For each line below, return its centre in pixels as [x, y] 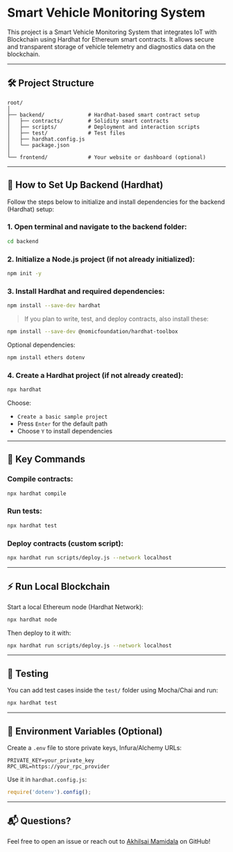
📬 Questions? [39, 821]
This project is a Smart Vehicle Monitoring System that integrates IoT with [112, 32]
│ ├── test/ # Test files [67, 133]
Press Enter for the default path [62, 424]
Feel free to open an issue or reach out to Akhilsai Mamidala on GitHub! [109, 841]
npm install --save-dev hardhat [54, 306]
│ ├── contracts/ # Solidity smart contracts [88, 121]
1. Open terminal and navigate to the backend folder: [97, 227]
